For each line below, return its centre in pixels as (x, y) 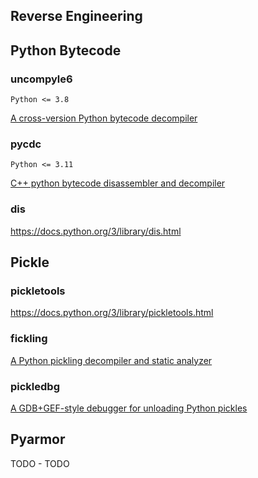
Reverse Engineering (76, 16)
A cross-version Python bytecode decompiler (104, 118)
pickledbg (35, 386)
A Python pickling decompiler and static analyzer (111, 360)
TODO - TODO (40, 463)
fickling (29, 339)
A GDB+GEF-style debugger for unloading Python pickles (129, 408)
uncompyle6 (41, 79)
